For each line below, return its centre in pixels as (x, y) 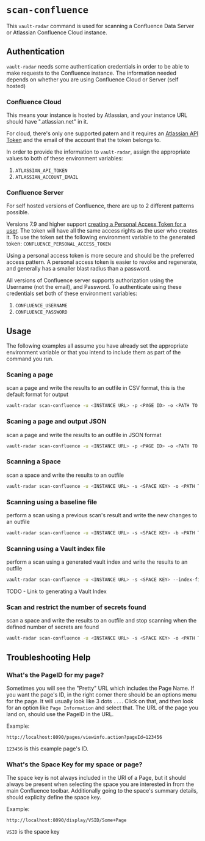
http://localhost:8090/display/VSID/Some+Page (67, 820)
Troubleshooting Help (49, 657)
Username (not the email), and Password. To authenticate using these (94, 287)
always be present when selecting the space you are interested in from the (100, 784)
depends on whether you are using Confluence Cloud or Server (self (92, 79)
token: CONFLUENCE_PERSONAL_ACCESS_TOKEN (59, 244)
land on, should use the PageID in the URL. (60, 714)
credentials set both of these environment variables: (72, 293)
